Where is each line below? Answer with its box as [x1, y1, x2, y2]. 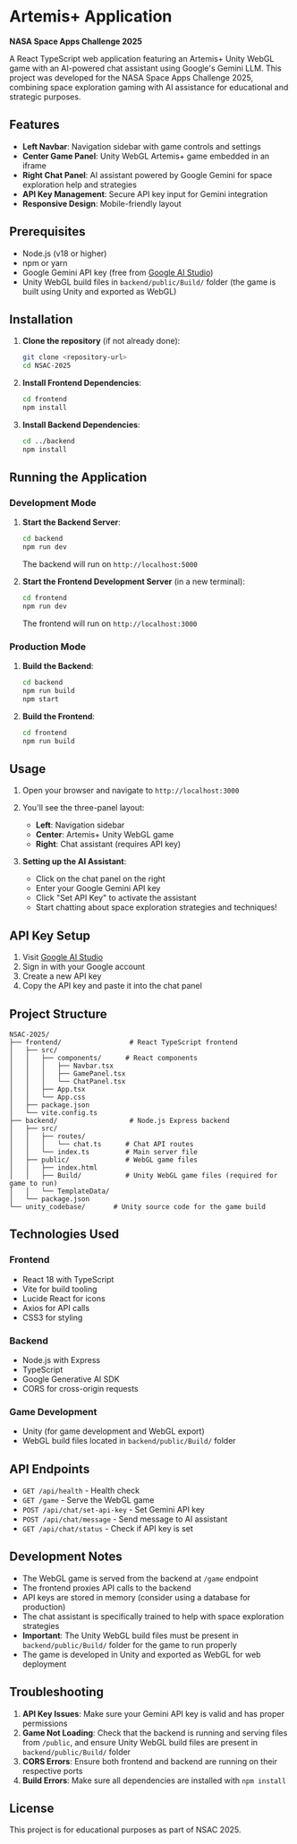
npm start [21, 694, 60, 704]
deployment [21, 1659, 67, 1669]
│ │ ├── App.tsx [9, 1085, 87, 1094]
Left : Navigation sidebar [35, 819, 125, 830]
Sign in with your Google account [21, 961, 146, 973]
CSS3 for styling [21, 1312, 83, 1323]
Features [9, 117, 60, 133]
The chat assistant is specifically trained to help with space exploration [21, 1610, 284, 1622]
